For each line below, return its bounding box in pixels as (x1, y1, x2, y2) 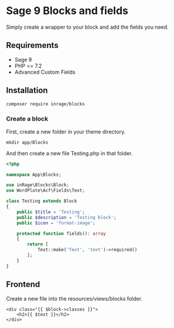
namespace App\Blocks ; (6, 172, 62, 177)
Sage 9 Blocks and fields (6, 4, 129, 18)
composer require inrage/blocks (6, 101, 85, 107)
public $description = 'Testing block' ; (16, 214, 117, 220)
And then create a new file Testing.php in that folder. (6, 149, 133, 156)
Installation (6, 86, 48, 95)
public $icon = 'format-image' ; (16, 220, 95, 226)
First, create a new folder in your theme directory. (6, 128, 126, 135)
